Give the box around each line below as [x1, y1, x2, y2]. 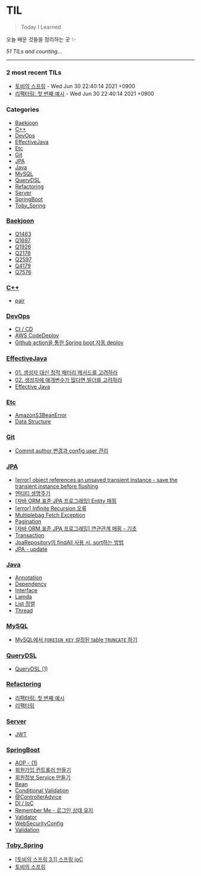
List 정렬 [14, 600, 35, 607]
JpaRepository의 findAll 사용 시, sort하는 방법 [14, 538, 124, 545]
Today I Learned [20, 23, 62, 31]
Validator [14, 814, 37, 821]
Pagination [14, 517, 42, 525]
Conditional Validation [14, 787, 69, 794]
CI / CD [14, 326, 33, 333]
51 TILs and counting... [6, 47, 63, 54]
